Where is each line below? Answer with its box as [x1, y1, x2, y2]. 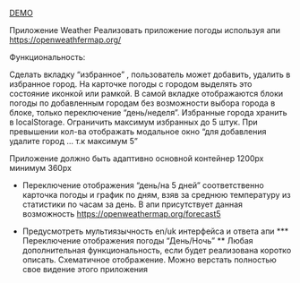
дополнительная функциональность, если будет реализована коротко [21, 245, 292, 255]
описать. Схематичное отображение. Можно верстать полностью [21, 254, 278, 265]
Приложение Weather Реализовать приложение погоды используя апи [9, 25, 280, 35]
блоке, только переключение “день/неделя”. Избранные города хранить [9, 107, 288, 117]
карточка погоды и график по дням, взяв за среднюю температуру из [21, 190, 291, 200]
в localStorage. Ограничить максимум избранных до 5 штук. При [9, 116, 258, 127]
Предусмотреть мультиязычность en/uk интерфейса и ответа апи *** [21, 226, 289, 236]
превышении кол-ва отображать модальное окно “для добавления [9, 126, 267, 137]
